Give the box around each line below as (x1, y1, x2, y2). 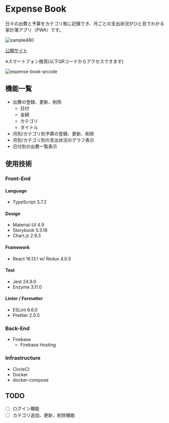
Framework (5, 244, 30, 250)
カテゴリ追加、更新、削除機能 (12, 412, 75, 418)
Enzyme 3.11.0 (12, 284, 42, 290)
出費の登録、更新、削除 (12, 99, 62, 105)
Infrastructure (5, 354, 41, 362)
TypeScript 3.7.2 (12, 199, 47, 205)
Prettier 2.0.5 (12, 312, 40, 318)
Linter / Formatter (5, 296, 43, 302)
